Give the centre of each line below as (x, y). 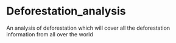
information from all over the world (50, 34)
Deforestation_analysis (66, 11)
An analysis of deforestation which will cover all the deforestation (88, 28)
